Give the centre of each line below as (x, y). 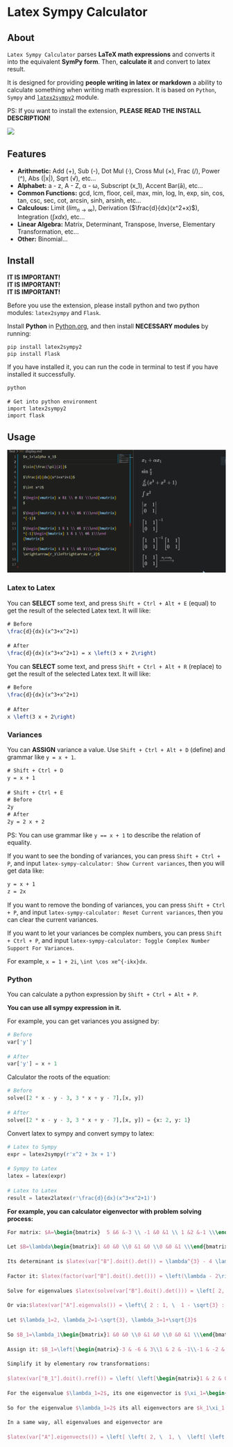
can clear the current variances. (53, 919)
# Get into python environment (52, 402)
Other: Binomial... (42, 239)
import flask (26, 416)
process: (20, 1219)
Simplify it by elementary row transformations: (79, 1364)
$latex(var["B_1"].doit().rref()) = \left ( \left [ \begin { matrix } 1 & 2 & (114, 1379)
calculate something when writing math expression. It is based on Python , (112, 90)
